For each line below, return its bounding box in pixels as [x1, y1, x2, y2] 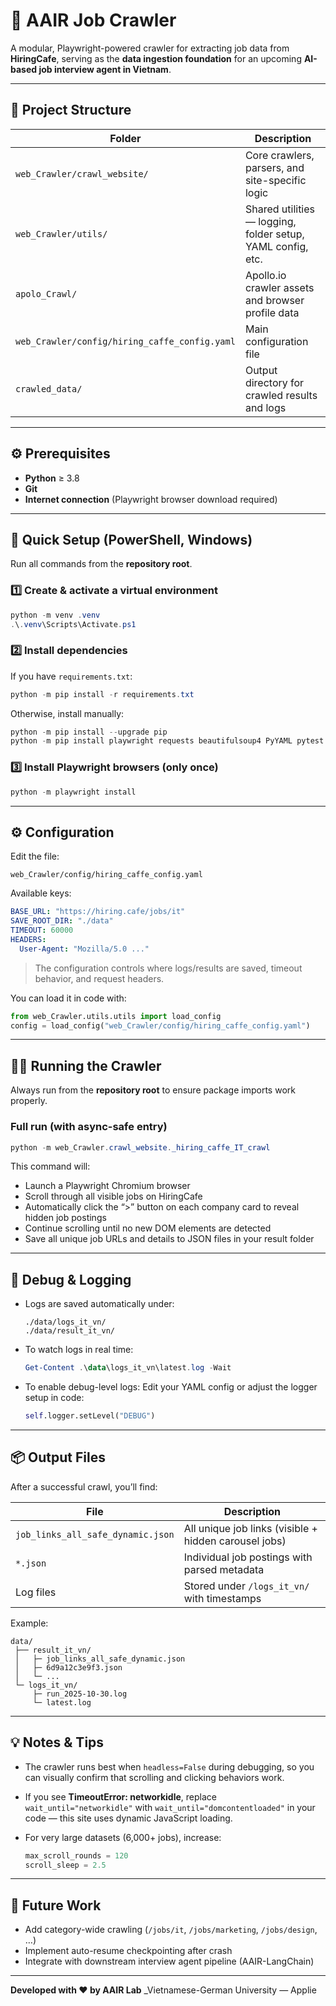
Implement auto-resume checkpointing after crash [24, 1945, 233, 1957]
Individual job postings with [183, 1550, 313, 1564]
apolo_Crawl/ [15, 288, 78, 299]
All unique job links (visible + [183, 1521, 318, 1535]
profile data [244, 305, 300, 319]
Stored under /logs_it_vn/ [183, 1579, 310, 1593]
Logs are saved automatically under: [24, 1298, 175, 1310]
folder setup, [244, 227, 305, 241]
